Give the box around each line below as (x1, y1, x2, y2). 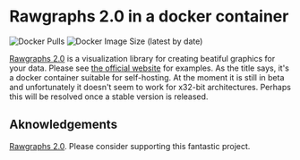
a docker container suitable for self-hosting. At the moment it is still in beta (9, 72, 285, 82)
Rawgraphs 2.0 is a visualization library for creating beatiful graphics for (9, 53, 276, 63)
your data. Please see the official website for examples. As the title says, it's (9, 63, 289, 73)
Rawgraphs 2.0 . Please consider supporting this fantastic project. (9, 140, 251, 151)
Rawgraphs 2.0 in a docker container (9, 6, 289, 27)
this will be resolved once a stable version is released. (9, 91, 209, 102)
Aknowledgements (9, 117, 118, 132)
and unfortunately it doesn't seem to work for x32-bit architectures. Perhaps (9, 81, 291, 92)
